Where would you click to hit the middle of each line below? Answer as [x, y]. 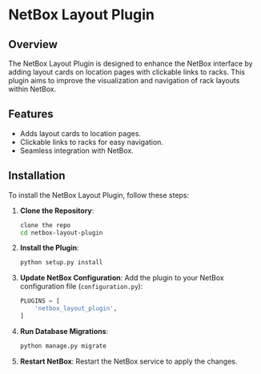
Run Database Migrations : [64, 331]
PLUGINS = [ [40, 301]
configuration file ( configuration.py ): [81, 287]
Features [31, 114]
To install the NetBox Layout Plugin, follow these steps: [99, 195]
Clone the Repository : [57, 211]
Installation [37, 176]
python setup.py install [61, 263]
